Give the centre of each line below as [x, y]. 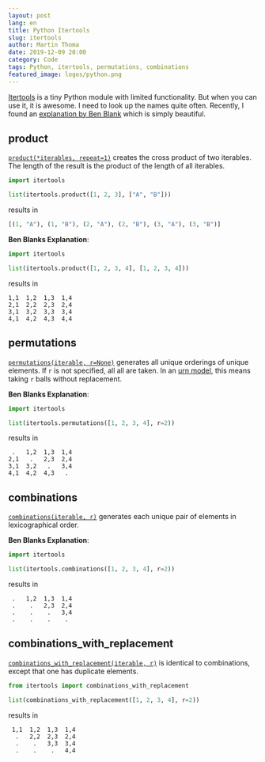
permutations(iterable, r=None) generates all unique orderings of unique [129, 362]
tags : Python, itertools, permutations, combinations [99, 67]
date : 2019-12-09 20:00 [47, 52]
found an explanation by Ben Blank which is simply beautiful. [107, 114]
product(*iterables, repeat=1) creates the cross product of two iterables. [130, 157]
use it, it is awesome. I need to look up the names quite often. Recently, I [126, 105]
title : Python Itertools [49, 30]
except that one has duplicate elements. [73, 671]
